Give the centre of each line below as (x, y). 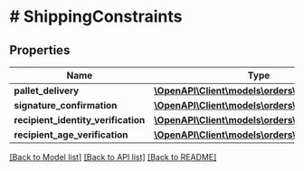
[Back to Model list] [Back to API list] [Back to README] (113, 157)
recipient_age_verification (71, 135)
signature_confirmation (66, 105)
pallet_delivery (47, 90)
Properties (40, 50)
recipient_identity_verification (80, 120)
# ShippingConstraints (96, 17)
